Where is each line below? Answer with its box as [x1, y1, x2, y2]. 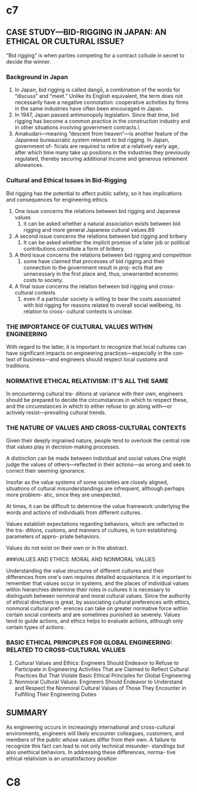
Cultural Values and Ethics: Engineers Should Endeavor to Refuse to [14, 659, 179, 666]
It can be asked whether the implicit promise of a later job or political [23, 238, 190, 246]
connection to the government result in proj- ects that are [23, 264, 163, 271]
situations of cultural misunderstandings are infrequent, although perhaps [6, 485, 185, 492]
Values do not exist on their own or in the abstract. [6, 544, 128, 552]
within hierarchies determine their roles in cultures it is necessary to [6, 586, 171, 593]
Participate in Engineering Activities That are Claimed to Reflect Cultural [14, 665, 189, 673]
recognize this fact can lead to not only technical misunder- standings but [6, 742, 185, 750]
